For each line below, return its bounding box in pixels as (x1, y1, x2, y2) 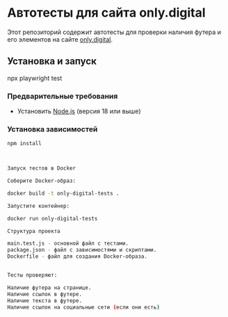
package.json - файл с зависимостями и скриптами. (7, 247, 157, 254)
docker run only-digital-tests (7, 215, 98, 222)
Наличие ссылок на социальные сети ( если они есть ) (7, 304, 160, 311)
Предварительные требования (7, 91, 118, 101)
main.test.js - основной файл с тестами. (7, 240, 129, 247)
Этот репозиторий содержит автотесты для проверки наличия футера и (7, 28, 221, 36)
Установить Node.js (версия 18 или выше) (17, 107, 141, 115)
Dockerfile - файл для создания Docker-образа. (7, 253, 148, 260)
